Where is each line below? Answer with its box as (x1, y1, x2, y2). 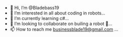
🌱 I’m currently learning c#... (10, 15, 69, 21)
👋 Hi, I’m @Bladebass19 (10, 5, 59, 10)
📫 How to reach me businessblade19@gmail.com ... (10, 26, 118, 32)
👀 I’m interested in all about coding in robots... (10, 10, 106, 16)
